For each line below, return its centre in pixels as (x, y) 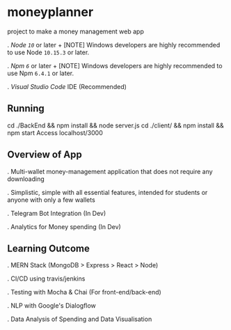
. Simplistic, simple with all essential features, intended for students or (107, 192)
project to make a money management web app (75, 31)
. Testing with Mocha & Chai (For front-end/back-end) (84, 292)
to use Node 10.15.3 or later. (48, 52)
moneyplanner (50, 12)
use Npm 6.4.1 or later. (41, 73)
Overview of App (45, 155)
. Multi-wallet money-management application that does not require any (110, 171)
